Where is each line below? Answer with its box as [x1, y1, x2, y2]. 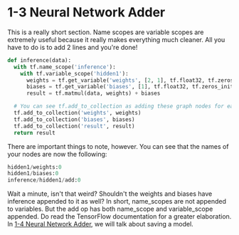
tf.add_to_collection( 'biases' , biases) [14, 115, 135, 123]
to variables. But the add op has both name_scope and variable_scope [7, 204, 213, 214]
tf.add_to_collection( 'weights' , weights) [14, 110, 142, 117]
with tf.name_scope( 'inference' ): [14, 63, 116, 70]
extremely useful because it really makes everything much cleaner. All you [7, 35, 225, 43]
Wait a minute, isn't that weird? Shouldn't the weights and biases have [7, 189, 213, 198]
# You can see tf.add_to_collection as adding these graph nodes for [14, 103, 224, 110]
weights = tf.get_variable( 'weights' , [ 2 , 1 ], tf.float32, [26, 76, 205, 84]
